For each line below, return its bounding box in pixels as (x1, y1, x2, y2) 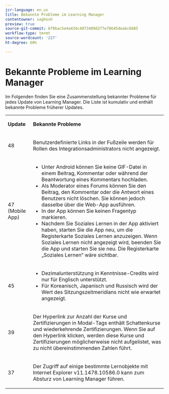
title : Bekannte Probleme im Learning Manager (5, 12, 105, 17)
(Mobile (8, 207, 26, 214)
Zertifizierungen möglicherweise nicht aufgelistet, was (33, 338, 161, 345)
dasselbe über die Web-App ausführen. (41, 201, 136, 208)
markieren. (41, 213, 67, 220)
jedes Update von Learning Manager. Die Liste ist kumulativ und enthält (5, 99, 153, 105)
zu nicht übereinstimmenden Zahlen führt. (33, 344, 132, 351)
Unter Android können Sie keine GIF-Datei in (41, 163, 147, 170)
